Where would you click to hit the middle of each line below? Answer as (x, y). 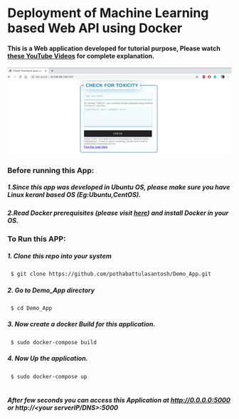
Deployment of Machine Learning (108, 13)
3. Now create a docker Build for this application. (81, 324)
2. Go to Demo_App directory (51, 290)
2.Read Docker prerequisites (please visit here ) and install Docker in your (118, 213)
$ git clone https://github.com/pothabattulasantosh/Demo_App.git (111, 274)
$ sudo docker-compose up (49, 376)
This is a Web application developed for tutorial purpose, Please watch (114, 48)
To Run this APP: (37, 239)
